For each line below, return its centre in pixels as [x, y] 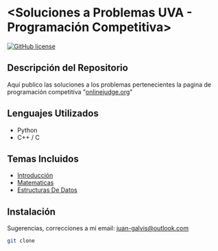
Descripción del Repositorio [68, 68]
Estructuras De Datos [47, 190]
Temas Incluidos [43, 159]
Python [27, 130]
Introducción [35, 175]
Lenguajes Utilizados [53, 114]
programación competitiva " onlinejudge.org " [70, 91]
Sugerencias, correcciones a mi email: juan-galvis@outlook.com [98, 228]
